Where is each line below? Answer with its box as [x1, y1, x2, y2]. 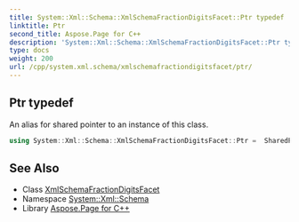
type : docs [9, 46, 50, 55]
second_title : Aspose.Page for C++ [9, 29, 141, 38]
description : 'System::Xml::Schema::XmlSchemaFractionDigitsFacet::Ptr [9, 37, 280, 47]
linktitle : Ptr [9, 21, 66, 30]
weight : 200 [9, 54, 53, 63]
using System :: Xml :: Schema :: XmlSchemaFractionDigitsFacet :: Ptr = [9, 136, 256, 145]
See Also [9, 161, 60, 176]
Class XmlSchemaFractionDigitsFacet [21, 184, 160, 195]
